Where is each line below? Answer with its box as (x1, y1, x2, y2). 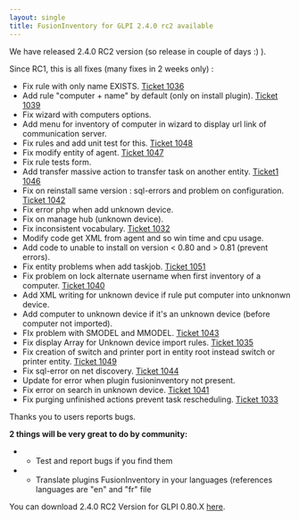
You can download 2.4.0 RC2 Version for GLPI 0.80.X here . (9, 501, 226, 512)
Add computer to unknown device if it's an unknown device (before (21, 308, 270, 319)
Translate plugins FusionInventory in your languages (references (35, 474, 273, 485)
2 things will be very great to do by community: (9, 428, 188, 439)
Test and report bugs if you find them (35, 455, 173, 465)
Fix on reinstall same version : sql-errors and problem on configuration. (21, 185, 285, 196)
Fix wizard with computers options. (21, 109, 152, 120)
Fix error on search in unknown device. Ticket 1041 (21, 384, 210, 395)
